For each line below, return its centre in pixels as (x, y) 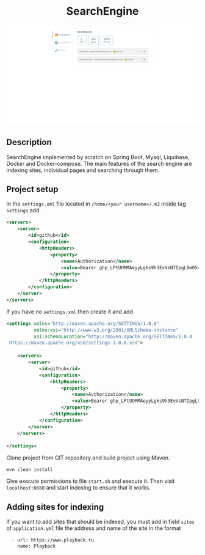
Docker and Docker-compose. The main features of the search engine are (99, 163)
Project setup (33, 189)
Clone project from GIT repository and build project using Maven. (88, 458)
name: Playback (37, 546)
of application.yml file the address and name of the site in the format (94, 528)
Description (29, 142)
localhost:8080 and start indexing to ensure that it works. (78, 488)
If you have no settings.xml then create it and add (70, 311)
